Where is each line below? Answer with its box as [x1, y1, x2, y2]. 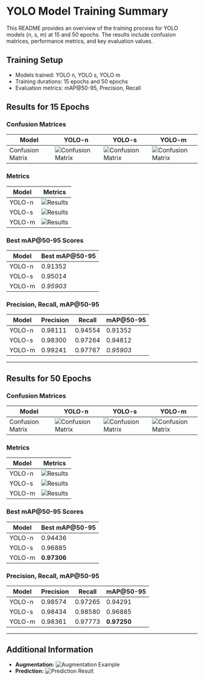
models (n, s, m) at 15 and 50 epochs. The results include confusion [6, 30, 176, 38]
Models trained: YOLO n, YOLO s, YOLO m [15, 71, 120, 79]
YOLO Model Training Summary [6, 4, 169, 18]
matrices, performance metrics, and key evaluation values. [6, 37, 153, 44]
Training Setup [6, 55, 64, 65]
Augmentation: [15, 661, 55, 668]
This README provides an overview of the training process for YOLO [6, 24, 178, 32]
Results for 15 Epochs [6, 102, 90, 112]
